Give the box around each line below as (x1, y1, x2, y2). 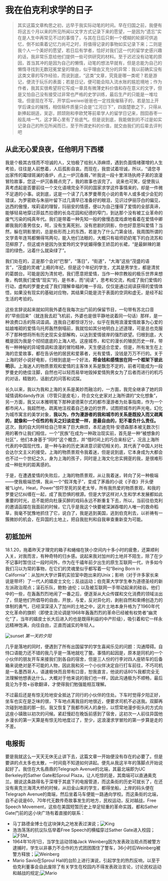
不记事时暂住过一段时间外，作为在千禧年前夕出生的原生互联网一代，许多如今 (5, 559, 163, 565)
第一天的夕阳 (25, 633, 52, 639)
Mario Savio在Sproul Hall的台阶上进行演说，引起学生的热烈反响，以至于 (12, 857, 160, 863)
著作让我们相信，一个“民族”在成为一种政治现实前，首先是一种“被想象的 (13, 430, 160, 436)
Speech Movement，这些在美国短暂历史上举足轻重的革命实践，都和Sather (5, 804, 158, 810)
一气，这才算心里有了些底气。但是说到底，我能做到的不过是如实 (30, 116, 162, 122)
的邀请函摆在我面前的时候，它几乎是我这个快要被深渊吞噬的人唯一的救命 (5, 504, 154, 510)
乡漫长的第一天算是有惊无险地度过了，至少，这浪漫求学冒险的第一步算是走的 (5, 717, 163, 723)
